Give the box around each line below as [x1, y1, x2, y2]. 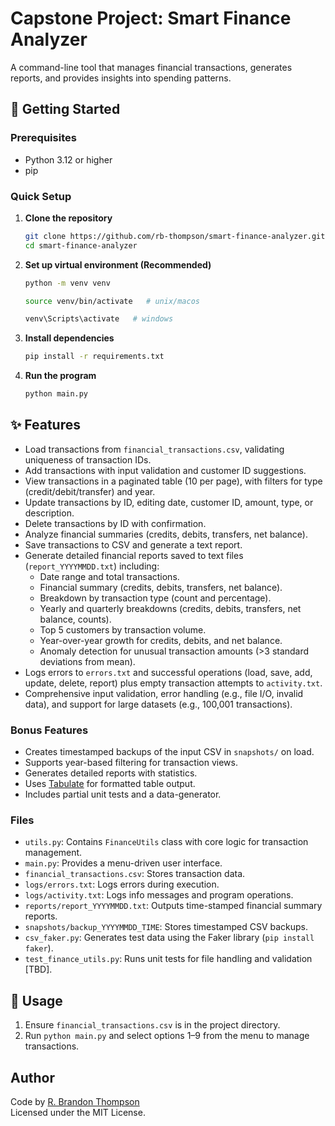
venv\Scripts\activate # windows [24, 314, 174, 324]
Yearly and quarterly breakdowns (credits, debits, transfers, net [39, 602, 302, 614]
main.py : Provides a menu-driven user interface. [24, 857, 223, 869]
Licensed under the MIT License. [10, 1107, 146, 1119]
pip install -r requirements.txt [24, 352, 165, 362]
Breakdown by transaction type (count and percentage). [39, 592, 272, 604]
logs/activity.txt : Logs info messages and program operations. [24, 889, 294, 901]
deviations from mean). [39, 655, 136, 667]
